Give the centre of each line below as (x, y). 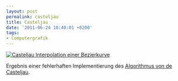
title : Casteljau (27, 22)
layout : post (22, 11)
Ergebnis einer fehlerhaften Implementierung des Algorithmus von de (89, 66)
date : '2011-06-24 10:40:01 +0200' (49, 27)
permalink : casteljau (32, 17)
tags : (13, 33)
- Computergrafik (27, 38)
